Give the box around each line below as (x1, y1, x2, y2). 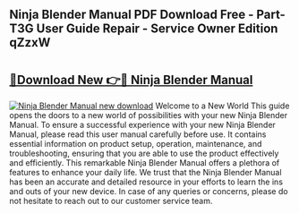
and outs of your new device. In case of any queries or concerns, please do (9, 186, 288, 196)
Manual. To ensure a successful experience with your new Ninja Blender (9, 120, 276, 130)
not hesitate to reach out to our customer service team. (9, 196, 213, 206)
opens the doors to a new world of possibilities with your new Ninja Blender (9, 110, 288, 120)
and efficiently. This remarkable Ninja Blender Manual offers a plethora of (9, 158, 280, 168)
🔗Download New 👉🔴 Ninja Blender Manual (9, 72, 253, 88)
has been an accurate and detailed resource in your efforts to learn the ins (9, 176, 284, 187)
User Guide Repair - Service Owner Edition (36, 21, 278, 37)
